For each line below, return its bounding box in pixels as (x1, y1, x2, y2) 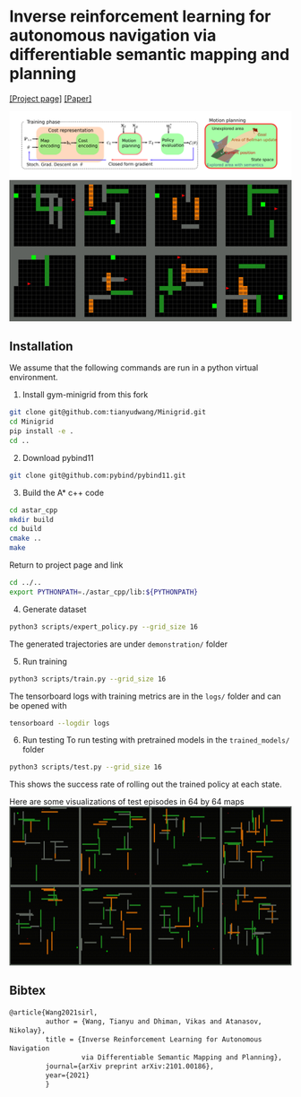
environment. (9, 372, 58, 383)
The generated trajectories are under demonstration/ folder (9, 639, 228, 649)
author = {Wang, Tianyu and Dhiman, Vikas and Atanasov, (45, 1016, 262, 1026)
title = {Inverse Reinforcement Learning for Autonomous (45, 1034, 262, 1044)
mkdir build (9, 515, 54, 524)
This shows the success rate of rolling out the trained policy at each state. (9, 779, 282, 790)
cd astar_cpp (9, 505, 58, 515)
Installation (9, 338, 73, 353)
